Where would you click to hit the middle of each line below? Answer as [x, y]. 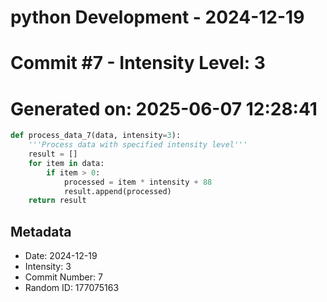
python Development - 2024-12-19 [157, 17]
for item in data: [66, 163]
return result [57, 201]
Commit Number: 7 [63, 277]
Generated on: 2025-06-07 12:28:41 [164, 108]
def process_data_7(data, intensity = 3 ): [96, 136]
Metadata [41, 231]
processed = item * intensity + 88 [138, 182]
